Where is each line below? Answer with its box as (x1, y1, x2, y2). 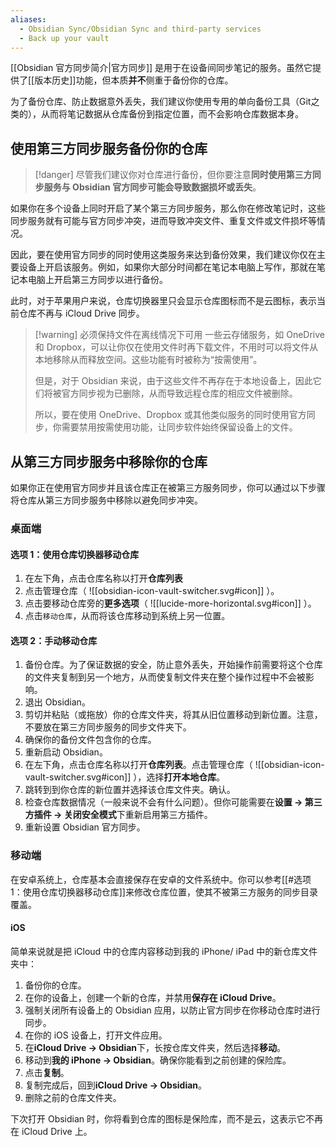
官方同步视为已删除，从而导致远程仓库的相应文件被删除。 (61, 387, 298, 400)
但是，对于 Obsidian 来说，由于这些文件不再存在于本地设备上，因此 (34, 375, 313, 387)
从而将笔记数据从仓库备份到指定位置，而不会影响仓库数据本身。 (40, 108, 304, 120)
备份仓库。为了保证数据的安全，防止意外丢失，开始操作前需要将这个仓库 (24, 659, 323, 671)
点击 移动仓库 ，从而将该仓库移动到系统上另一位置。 (24, 610, 231, 622)
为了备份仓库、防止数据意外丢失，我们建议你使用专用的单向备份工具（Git (10, 96, 312, 108)
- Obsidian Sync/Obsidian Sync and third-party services (19, 24, 262, 34)
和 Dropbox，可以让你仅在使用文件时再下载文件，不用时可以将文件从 (34, 341, 319, 353)
